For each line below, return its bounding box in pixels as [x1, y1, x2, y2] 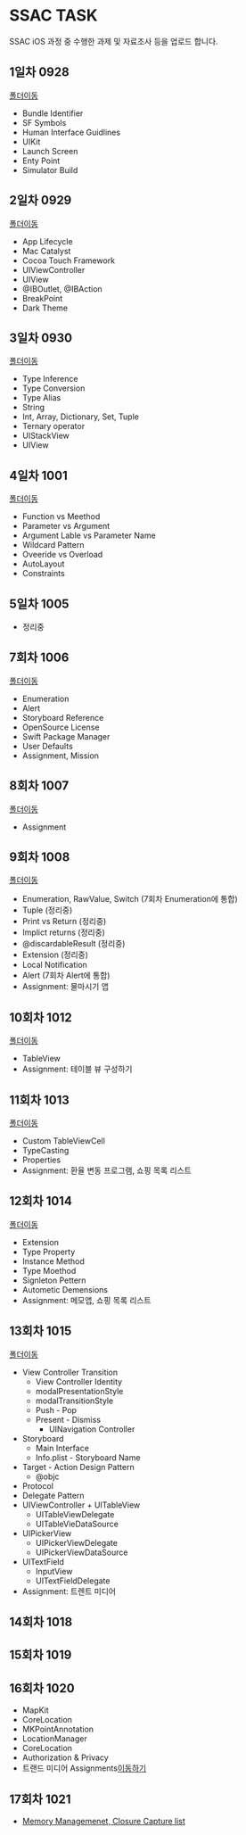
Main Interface [35, 1442, 89, 1453]
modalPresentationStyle [35, 1385, 124, 1396]
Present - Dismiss [35, 1414, 101, 1425]
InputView [35, 1566, 73, 1576]
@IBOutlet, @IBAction [21, 283, 102, 294]
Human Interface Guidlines [21, 127, 121, 137]
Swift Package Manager [21, 731, 111, 741]
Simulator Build [21, 164, 78, 175]
